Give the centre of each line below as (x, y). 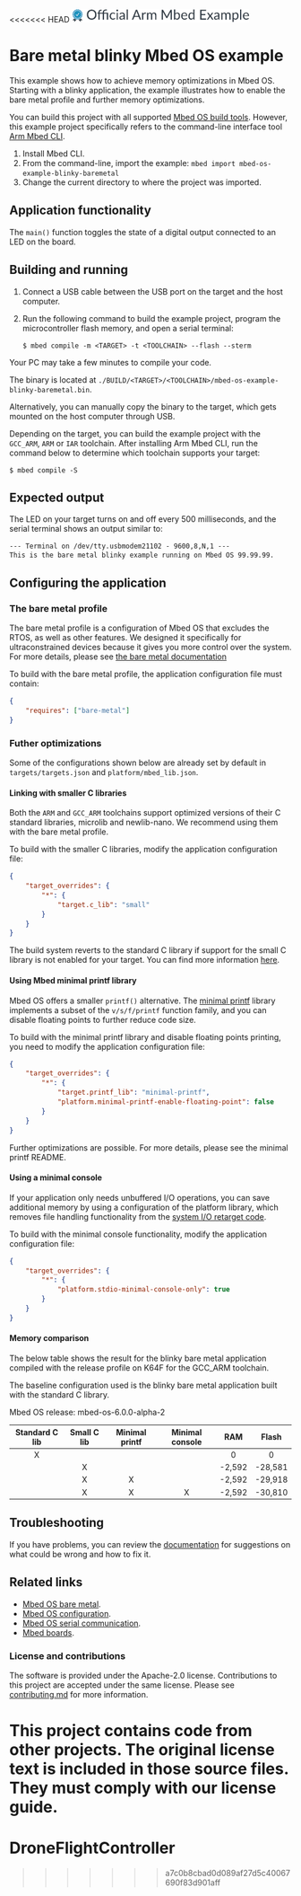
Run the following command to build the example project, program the (151, 318)
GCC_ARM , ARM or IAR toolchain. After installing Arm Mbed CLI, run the (133, 443)
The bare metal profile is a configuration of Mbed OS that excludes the (139, 628)
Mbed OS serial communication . (82, 1623)
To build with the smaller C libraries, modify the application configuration (143, 850)
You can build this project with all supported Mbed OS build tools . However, (149, 117)
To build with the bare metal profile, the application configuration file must (146, 675)
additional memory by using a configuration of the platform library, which (144, 1207)
